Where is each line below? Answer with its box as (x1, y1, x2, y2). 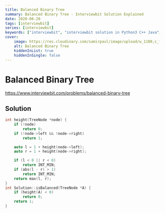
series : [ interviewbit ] (5, 26, 54, 30)
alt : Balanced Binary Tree (14, 44, 69, 49)
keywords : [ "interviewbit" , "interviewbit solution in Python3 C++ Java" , (5, 30, 162, 35)
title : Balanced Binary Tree (5, 7, 65, 12)
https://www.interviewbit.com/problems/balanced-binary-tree (5, 90, 130, 96)
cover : (5, 35, 19, 40)
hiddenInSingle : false (14, 53, 60, 58)
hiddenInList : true (14, 48, 54, 53)
